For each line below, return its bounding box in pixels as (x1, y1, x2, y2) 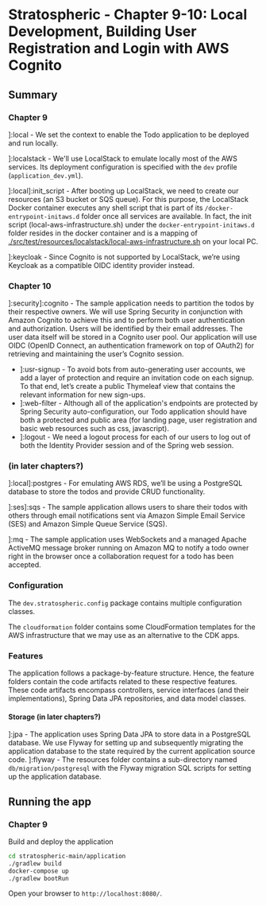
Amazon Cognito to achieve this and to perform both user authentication (8, 316, 245, 325)
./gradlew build (8, 859, 62, 868)
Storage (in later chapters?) (8, 712, 102, 721)
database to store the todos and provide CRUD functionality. (8, 487, 206, 496)
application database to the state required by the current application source (8, 746, 256, 756)
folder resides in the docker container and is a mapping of (8, 228, 199, 238)
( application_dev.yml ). (8, 170, 83, 180)
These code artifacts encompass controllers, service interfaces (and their (8, 686, 249, 695)
